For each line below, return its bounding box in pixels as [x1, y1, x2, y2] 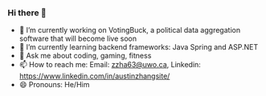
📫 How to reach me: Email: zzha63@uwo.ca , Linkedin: [18, 60, 202, 70]
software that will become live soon [18, 34, 137, 43]
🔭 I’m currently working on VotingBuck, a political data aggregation [18, 26, 241, 35]
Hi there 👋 [7, 7, 47, 18]
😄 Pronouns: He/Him [18, 80, 90, 90]
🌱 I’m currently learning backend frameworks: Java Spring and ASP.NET [18, 42, 259, 52]
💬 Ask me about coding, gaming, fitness [18, 51, 152, 61]
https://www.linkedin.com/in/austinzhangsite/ [18, 71, 170, 81]
